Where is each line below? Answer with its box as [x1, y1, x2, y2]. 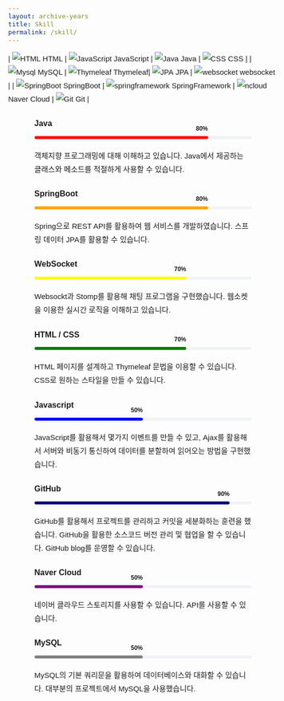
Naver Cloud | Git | [8, 94, 90, 104]
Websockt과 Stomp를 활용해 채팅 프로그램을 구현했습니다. [34, 292, 226, 301]
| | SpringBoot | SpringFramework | [8, 81, 235, 90]
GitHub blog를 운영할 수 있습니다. [45, 543, 156, 553]
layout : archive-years [8, 12, 89, 20]
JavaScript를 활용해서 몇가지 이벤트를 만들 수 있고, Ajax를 [34, 432, 225, 442]
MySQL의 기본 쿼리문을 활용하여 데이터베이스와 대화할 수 [34, 671, 224, 680]
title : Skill [8, 20, 55, 28]
